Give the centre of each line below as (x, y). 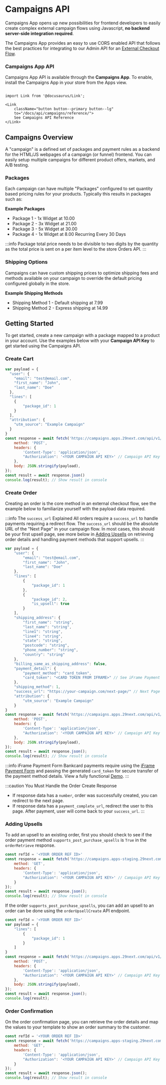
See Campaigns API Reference (44, 118)
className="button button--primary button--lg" (64, 109)
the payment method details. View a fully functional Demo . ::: (67, 776)
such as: (14, 199)
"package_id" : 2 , (49, 599)
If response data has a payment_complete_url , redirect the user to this (83, 806)
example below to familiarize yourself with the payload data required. (75, 509)
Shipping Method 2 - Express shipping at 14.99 (60, 308)
